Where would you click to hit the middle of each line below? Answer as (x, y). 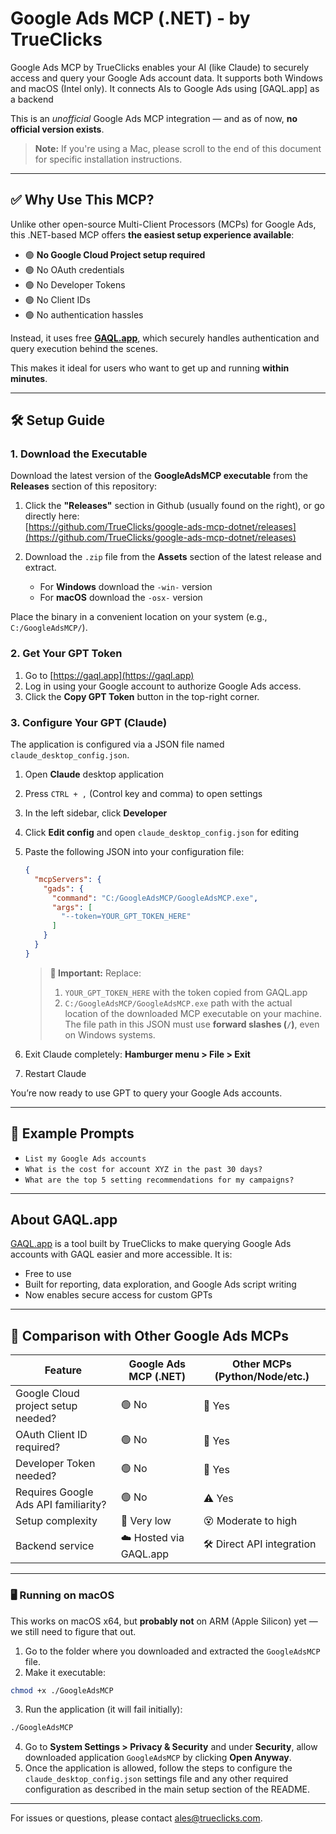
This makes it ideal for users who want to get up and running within (150, 368)
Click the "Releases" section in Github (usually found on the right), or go (174, 506)
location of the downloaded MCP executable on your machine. (193, 1013)
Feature (63, 1370)
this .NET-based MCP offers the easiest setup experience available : (152, 234)
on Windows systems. (110, 1034)
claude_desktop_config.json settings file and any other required (156, 1779)
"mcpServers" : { (68, 879)
